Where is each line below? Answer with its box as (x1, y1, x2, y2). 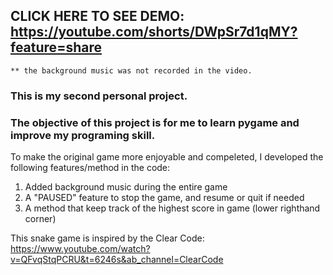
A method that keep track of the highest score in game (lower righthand (24, 202, 321, 214)
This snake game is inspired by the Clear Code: (10, 232, 205, 244)
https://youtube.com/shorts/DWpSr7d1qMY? (10, 24, 298, 41)
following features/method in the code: (10, 162, 171, 174)
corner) (24, 213, 57, 225)
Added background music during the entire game (24, 181, 228, 193)
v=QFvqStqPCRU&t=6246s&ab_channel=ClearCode (10, 254, 224, 266)
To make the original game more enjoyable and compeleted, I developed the (10, 151, 324, 163)
